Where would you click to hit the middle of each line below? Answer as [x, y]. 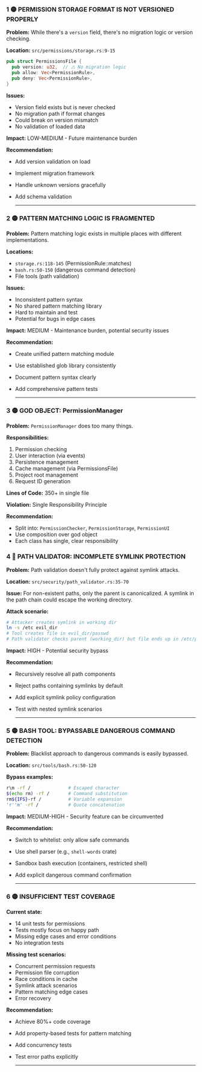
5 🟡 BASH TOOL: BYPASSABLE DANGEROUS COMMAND [91, 731]
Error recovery [33, 998]
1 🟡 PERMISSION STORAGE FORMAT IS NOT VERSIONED [90, 9]
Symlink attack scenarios [46, 986]
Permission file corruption [47, 972]
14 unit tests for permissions [50, 924]
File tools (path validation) [47, 276]
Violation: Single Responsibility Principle [57, 505]
